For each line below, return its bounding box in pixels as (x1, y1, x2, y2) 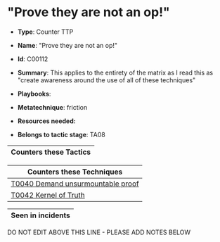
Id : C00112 (17, 54, 48, 63)
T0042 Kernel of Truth (11, 190, 86, 200)
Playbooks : (17, 89, 51, 98)
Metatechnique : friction (17, 103, 88, 111)
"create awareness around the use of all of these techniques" (17, 75, 196, 84)
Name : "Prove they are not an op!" (17, 41, 118, 49)
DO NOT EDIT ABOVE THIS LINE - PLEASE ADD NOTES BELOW (7, 228, 191, 236)
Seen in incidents (11, 210, 70, 220)
